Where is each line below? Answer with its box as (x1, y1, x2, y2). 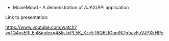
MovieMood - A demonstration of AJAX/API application (12, 5, 129, 10)
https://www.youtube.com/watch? (5, 24, 77, 30)
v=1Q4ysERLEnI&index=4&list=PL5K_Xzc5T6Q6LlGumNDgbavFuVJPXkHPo (5, 30, 164, 35)
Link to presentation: (5, 14, 49, 20)
